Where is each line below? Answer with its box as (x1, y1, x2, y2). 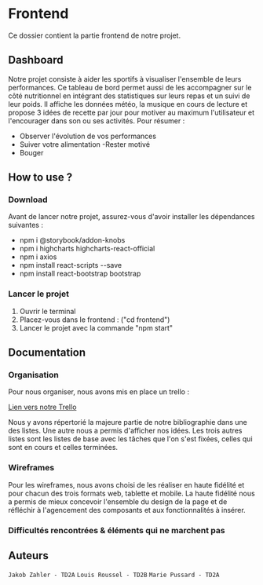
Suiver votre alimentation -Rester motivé (19, 139, 151, 149)
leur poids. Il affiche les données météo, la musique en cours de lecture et (8, 99, 248, 108)
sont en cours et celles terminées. (8, 443, 119, 452)
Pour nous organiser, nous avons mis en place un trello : (8, 387, 190, 397)
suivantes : (8, 221, 43, 230)
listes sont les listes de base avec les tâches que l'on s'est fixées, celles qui (8, 434, 253, 444)
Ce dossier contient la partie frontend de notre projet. (8, 31, 181, 40)
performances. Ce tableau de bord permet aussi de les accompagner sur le (8, 82, 252, 92)
